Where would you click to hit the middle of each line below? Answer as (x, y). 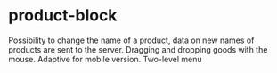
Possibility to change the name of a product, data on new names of (131, 40)
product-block (63, 16)
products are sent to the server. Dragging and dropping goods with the (138, 49)
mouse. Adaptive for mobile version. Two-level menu (105, 59)
